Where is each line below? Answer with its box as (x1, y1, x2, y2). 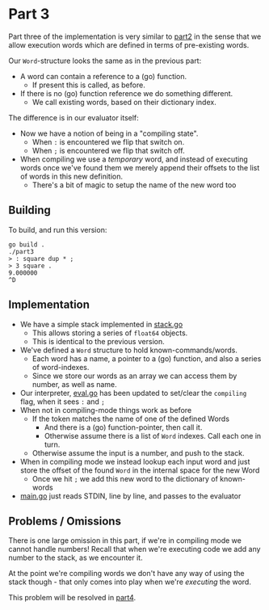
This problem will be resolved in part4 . (8, 593, 136, 603)
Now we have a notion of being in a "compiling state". (19, 128, 199, 138)
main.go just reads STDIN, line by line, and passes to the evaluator (19, 490, 242, 501)
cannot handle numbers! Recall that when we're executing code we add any (8, 545, 261, 554)
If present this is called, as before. (32, 80, 145, 90)
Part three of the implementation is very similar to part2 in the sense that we (8, 32, 262, 41)
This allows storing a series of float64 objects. (32, 328, 188, 338)
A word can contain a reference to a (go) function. (19, 71, 187, 81)
